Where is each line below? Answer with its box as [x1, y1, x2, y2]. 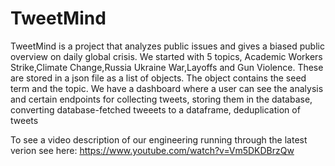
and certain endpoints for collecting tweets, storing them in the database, [10, 93, 313, 105]
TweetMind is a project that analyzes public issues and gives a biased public [10, 40, 325, 52]
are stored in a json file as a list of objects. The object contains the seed [10, 72, 307, 84]
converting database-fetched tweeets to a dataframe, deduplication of [10, 103, 301, 116]
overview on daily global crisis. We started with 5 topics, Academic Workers [10, 50, 323, 62]
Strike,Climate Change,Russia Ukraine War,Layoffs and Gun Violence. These [10, 61, 324, 73]
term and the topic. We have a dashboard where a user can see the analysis [10, 82, 324, 94]
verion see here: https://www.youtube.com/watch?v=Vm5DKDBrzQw [10, 144, 295, 156]
